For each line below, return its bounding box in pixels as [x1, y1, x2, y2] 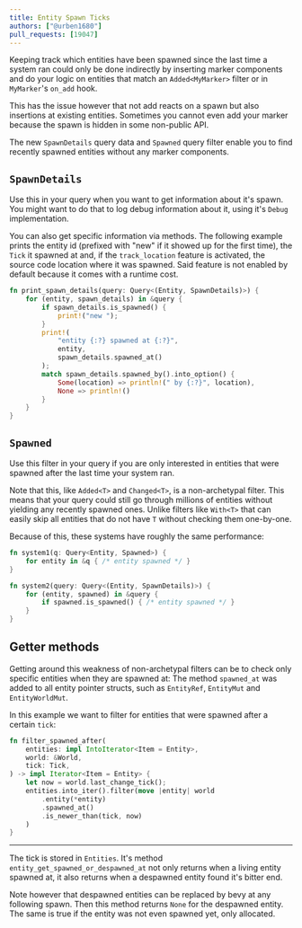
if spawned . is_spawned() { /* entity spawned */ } [41, 598, 235, 607]
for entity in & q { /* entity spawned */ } [25, 556, 191, 566]
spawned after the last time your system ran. [9, 468, 175, 478]
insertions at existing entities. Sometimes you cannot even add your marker [9, 110, 289, 121]
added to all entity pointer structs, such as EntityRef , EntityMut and [9, 682, 261, 693]
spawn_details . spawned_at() [57, 353, 164, 362]
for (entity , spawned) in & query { [25, 589, 159, 598]
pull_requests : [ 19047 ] [9, 30, 99, 39]
